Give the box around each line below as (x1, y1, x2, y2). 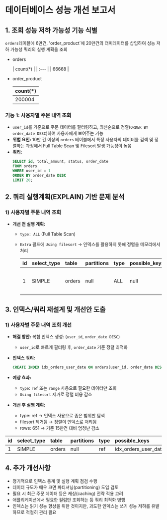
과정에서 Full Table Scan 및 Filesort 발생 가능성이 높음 (25, 143, 132, 149)
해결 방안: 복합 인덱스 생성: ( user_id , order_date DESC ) (12, 334, 120, 340)
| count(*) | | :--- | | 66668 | (12, 66, 69, 72)
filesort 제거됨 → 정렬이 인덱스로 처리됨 (19, 419, 97, 425)
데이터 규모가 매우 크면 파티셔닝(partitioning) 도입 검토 (12, 484, 119, 490)
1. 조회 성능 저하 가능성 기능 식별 (5, 26, 98, 34)
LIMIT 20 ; (12, 178, 33, 183)
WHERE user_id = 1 (12, 168, 51, 174)
